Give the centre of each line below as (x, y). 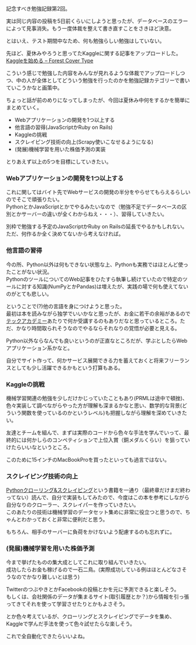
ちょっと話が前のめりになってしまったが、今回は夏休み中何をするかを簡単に (98, 100)
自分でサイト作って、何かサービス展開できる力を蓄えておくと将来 (85, 360)
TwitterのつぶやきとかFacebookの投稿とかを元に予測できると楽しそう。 (93, 589)
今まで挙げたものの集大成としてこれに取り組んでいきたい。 (78, 562)
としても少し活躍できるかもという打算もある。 (67, 367)
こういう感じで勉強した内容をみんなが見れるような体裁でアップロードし (93, 73)
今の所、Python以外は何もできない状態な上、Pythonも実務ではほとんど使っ (97, 264)
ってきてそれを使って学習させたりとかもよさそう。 (67, 604)
